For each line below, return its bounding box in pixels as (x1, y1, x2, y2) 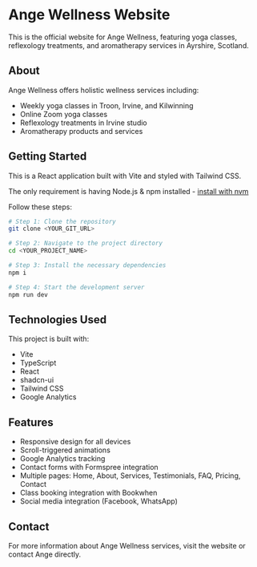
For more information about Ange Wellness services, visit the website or (8, 541, 246, 550)
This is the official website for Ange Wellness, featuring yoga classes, (8, 32, 238, 42)
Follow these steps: (8, 202, 72, 212)
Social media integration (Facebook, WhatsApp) (19, 496, 179, 506)
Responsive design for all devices (19, 437, 131, 447)
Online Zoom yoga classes (19, 109, 108, 119)
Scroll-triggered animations (19, 445, 110, 455)
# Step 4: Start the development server (8, 283, 146, 291)
